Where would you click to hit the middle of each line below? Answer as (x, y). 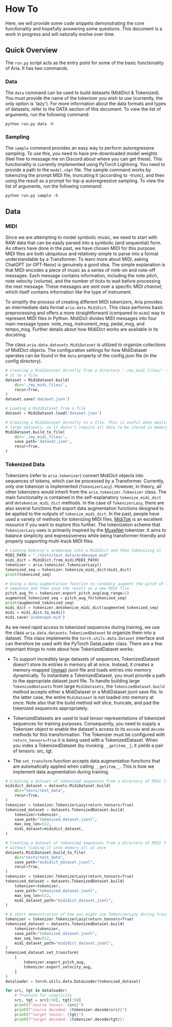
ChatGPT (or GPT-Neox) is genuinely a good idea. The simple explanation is (85, 265)
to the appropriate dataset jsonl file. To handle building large (76, 681)
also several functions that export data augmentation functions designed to (84, 508)
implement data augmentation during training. (61, 771)
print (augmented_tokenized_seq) (40, 603)
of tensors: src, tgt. (33, 751)
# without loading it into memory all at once (56, 848)
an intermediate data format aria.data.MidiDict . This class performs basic (84, 308)
